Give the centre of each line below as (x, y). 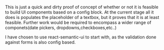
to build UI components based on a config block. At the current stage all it (80, 12)
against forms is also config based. (40, 42)
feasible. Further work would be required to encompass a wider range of (78, 22)
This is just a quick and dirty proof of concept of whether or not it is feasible (82, 7)
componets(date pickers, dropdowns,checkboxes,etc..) (61, 28)
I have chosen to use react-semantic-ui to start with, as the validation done (81, 37)
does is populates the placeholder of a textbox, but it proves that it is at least (82, 17)
